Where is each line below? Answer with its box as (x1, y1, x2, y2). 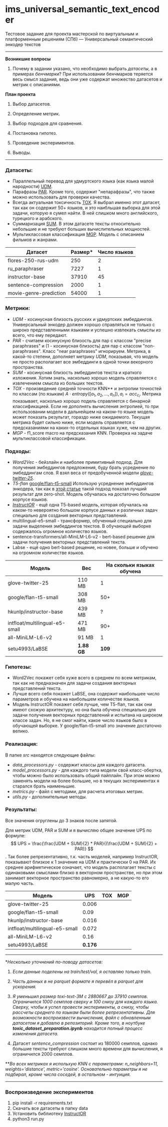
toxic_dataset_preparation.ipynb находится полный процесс (12, 1025, 143, 1031)
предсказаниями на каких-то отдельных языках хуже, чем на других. (12, 425, 162, 431)
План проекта (5, 91, 36, 97)
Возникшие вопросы (5, 56, 51, 62)
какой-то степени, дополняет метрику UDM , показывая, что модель (12, 353, 158, 359)
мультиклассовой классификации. (12, 435, 86, 441)
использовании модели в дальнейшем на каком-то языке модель (12, 409, 154, 415)
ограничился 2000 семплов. (12, 1051, 74, 1057)
